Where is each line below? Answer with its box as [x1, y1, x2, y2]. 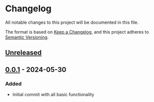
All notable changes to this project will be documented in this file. [5, 19, 139, 25]
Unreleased [5, 49, 42, 57]
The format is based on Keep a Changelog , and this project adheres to [5, 29, 149, 35]
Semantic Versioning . [5, 34, 49, 40]
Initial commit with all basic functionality [12, 92, 94, 98]
